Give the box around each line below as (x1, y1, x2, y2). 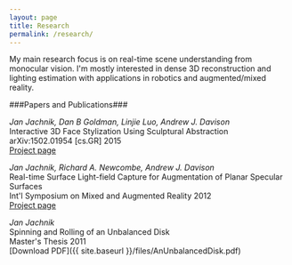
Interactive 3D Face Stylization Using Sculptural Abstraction (9, 126, 229, 137)
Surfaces (9, 181, 43, 192)
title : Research (9, 21, 69, 30)
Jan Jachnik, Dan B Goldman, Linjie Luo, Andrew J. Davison (9, 116, 230, 127)
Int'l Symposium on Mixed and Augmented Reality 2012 (9, 190, 212, 201)
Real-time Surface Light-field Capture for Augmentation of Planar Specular (9, 172, 283, 182)
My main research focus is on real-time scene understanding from (9, 54, 252, 65)
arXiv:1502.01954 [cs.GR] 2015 (9, 135, 122, 147)
